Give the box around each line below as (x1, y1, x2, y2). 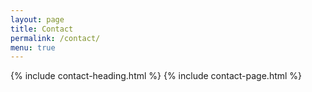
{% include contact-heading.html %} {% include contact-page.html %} (10, 70, 303, 82)
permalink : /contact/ (10, 33, 101, 43)
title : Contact (10, 24, 74, 34)
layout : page (10, 14, 65, 25)
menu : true (10, 42, 56, 53)
